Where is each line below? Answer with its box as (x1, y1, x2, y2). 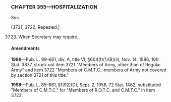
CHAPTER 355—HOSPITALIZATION (11, 3, 98, 10)
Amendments (11, 45, 40, 51)
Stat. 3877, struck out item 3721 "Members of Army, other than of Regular (11, 61, 161, 67)
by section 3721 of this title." (11, 72, 69, 78)
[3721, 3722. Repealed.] (11, 24, 60, 30)
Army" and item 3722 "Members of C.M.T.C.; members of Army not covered (11, 67, 167, 73)
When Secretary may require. (18, 34, 79, 40)
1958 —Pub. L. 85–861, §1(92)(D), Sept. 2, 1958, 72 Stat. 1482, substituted (11, 82, 161, 88)
